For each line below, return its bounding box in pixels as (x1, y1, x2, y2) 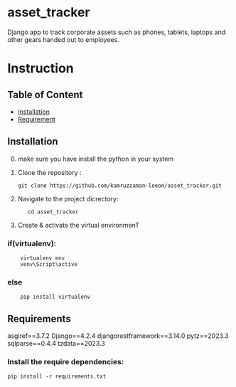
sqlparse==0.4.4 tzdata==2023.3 (7, 339, 105, 348)
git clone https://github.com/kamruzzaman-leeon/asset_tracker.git (17, 182, 222, 189)
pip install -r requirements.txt (7, 373, 107, 381)
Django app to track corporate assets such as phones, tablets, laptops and (7, 28, 226, 36)
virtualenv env (20, 255, 65, 262)
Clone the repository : (17, 168, 82, 176)
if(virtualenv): (7, 238, 57, 248)
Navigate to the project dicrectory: (17, 194, 119, 203)
